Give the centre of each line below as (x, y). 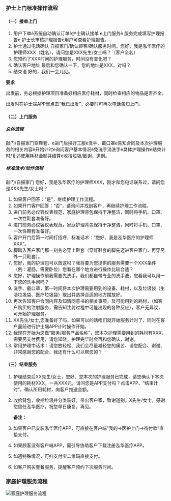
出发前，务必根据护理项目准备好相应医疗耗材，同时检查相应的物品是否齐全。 (86, 93)
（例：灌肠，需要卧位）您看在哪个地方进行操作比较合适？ (73, 269)
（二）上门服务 (21, 116)
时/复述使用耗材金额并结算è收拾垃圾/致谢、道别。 (58, 156)
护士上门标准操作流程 (32, 8)
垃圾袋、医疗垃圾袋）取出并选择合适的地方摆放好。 (71, 294)
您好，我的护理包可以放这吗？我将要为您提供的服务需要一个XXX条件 (85, 262)
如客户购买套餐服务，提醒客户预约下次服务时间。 (64, 467)
